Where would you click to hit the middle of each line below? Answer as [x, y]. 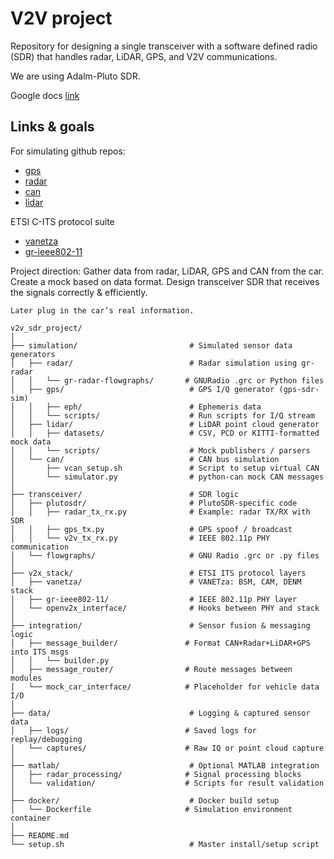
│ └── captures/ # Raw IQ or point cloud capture [167, 748]
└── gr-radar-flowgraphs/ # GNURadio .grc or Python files [185, 380]
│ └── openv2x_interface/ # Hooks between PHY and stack [165, 608]
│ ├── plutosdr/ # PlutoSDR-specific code [154, 503]
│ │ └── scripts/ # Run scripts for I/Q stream [162, 415]
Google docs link [45, 95]
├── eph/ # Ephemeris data [154, 407]
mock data [31, 442]
